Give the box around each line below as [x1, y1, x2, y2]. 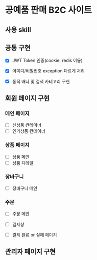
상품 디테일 [12, 160, 34, 165]
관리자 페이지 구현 [5, 248, 56, 256]
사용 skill [5, 25, 31, 34]
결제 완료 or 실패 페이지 [12, 232, 57, 237]
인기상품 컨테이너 [12, 128, 46, 134]
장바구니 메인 [12, 186, 38, 191]
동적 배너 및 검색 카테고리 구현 [12, 78, 70, 84]
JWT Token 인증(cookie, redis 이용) [12, 57, 83, 64]
